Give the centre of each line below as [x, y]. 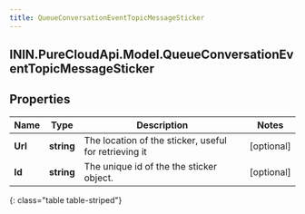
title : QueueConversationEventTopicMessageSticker [107, 18]
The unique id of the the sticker [151, 166]
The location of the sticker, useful [155, 140]
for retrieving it [115, 151]
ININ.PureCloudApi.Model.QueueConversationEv [152, 55]
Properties [40, 99]
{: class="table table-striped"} [66, 199]
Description [162, 125]
